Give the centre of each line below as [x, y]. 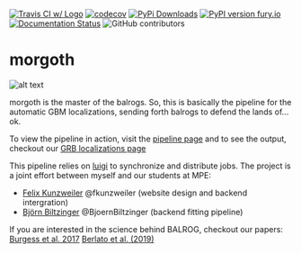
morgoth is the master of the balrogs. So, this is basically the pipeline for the [150, 102]
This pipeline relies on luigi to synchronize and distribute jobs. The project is [150, 166]
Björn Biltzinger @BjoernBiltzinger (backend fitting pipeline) [133, 212]
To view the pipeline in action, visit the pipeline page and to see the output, [148, 139]
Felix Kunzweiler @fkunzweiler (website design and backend [135, 193]
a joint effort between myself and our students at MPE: [110, 175]
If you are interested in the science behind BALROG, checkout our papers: [146, 229]
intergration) [45, 202]
